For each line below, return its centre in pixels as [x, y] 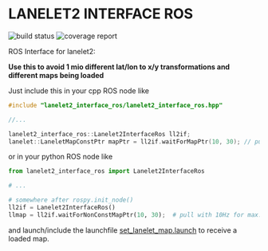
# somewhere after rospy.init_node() [71, 200]
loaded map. [29, 238]
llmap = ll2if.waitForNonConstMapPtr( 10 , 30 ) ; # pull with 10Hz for [126, 215]
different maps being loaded [56, 75]
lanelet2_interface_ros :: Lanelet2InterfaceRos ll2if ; [100, 134]
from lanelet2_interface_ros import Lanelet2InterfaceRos [106, 171]
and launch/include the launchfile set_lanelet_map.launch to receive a [123, 230]
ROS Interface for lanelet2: [52, 51]
